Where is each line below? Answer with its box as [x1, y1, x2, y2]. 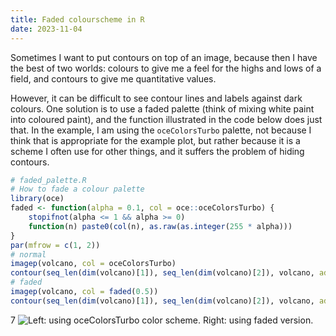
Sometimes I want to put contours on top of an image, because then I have [10, 51, 318, 63]
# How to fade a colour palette [10, 184, 145, 195]
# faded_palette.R [10, 175, 87, 185]
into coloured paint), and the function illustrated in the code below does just [10, 113, 323, 125]
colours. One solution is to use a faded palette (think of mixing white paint [10, 102, 315, 115]
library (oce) [10, 194, 65, 204]
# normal [10, 249, 47, 260]
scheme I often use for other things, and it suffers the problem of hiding [10, 145, 305, 157]
